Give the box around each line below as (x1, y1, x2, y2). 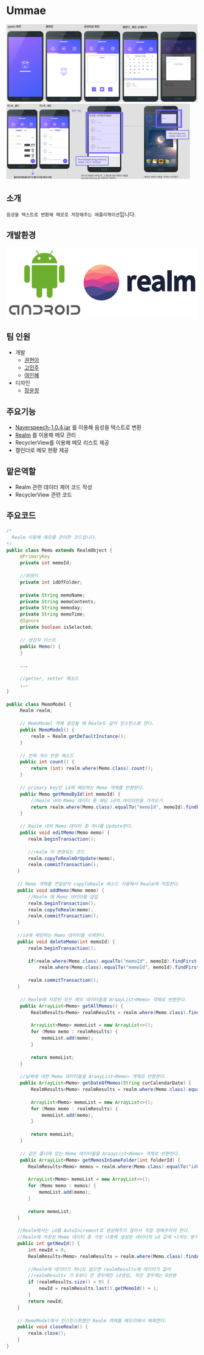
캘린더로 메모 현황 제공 (15, 447, 69, 454)
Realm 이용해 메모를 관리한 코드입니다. (12, 534, 98, 541)
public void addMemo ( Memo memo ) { (17, 887, 104, 894)
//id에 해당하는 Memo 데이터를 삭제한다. (17, 933, 107, 939)
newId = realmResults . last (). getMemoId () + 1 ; (38, 1286, 159, 1292)
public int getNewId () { (17, 1241, 80, 1247)
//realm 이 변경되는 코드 (28, 849, 85, 855)
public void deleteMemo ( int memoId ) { (17, 939, 115, 945)
